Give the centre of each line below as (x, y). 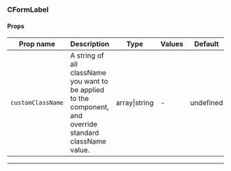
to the (79, 99)
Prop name (37, 44)
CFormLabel (28, 10)
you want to (89, 82)
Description (90, 44)
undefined (207, 103)
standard (85, 133)
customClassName (37, 103)
